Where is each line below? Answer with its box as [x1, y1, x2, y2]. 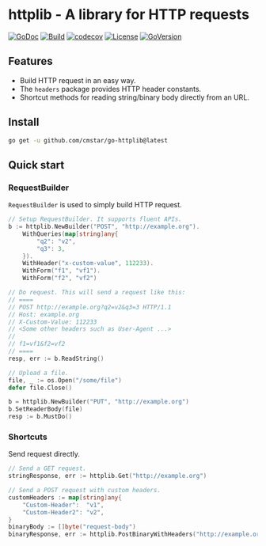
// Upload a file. [8, 369, 69, 377]
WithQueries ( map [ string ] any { [22, 229, 119, 238]
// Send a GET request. [8, 464, 87, 472]
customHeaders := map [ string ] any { [8, 493, 123, 502]
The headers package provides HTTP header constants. [19, 84, 202, 93]
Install [8, 116, 40, 129]
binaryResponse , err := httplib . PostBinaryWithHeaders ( [8, 530, 196, 539]
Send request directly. [8, 449, 81, 459]
